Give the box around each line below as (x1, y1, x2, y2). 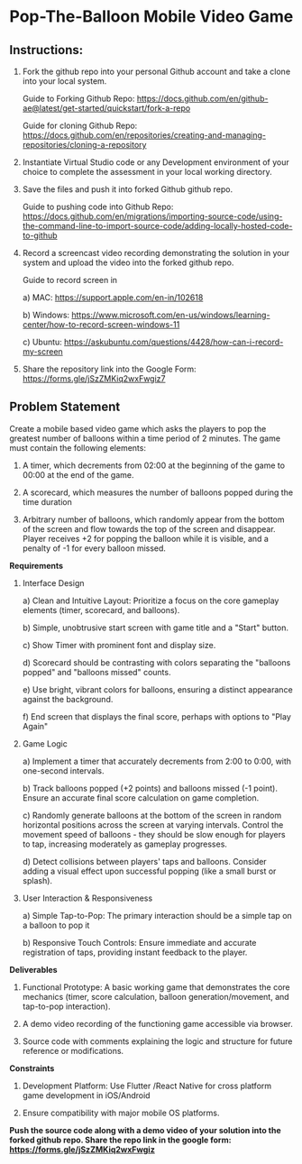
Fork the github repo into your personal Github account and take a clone (22, 66, 291, 77)
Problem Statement (9, 399, 121, 415)
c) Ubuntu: (22, 336, 63, 347)
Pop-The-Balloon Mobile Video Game (9, 6, 294, 27)
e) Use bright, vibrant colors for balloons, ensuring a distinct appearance (22, 683, 293, 695)
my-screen (22, 346, 63, 357)
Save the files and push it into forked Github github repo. (22, 184, 233, 195)
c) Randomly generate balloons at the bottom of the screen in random (22, 810, 282, 820)
